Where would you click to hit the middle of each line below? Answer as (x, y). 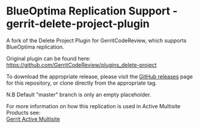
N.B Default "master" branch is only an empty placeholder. (79, 94)
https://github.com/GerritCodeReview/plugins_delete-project (81, 65)
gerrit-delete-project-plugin (78, 24)
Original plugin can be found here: (49, 58)
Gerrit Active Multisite (33, 119)
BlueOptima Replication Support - (92, 11)
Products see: (23, 112)
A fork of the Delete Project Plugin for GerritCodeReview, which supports (96, 40)
